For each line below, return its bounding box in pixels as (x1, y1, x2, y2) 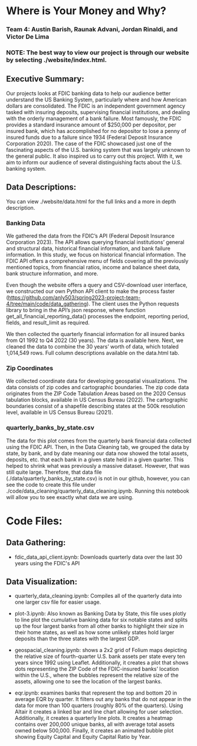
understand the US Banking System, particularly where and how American (6, 96, 187, 103)
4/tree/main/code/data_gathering (6, 300, 87, 307)
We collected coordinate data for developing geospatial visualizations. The (6, 377, 188, 385)
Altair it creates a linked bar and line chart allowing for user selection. (14, 708, 183, 715)
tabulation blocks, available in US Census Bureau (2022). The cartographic (6, 396, 188, 403)
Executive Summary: (6, 74, 84, 84)
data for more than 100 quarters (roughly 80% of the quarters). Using (14, 702, 183, 709)
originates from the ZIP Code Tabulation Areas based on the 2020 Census (6, 390, 186, 397)
